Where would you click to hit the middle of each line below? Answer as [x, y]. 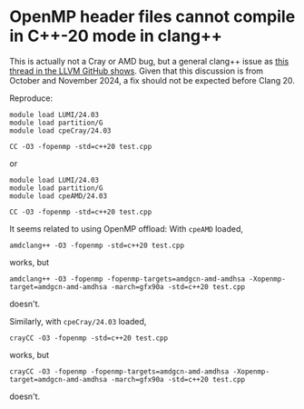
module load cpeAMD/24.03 [58, 196]
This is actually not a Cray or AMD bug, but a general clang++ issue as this [149, 61]
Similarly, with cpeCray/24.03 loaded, [78, 321]
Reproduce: [31, 98]
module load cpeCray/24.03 [60, 130]
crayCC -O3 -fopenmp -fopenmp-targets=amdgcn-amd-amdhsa [119, 371]
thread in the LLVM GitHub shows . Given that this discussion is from [137, 71]
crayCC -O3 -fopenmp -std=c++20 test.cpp [89, 338]
